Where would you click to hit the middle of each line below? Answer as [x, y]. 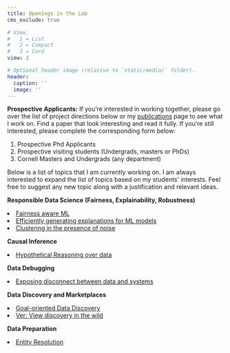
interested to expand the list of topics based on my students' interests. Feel [114, 180]
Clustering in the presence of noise [66, 228]
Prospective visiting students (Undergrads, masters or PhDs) [103, 151]
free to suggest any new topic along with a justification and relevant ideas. [113, 187]
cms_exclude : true [33, 20]
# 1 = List [26, 39]
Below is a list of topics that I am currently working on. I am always [102, 172]
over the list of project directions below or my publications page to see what [115, 116]
